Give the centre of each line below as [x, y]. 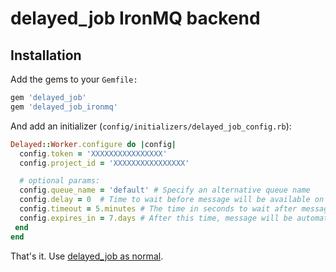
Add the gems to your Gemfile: [74, 79]
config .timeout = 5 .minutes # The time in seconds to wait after [158, 209]
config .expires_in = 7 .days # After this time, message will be [156, 218]
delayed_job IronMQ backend [135, 18]
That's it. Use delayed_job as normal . [87, 256]
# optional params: [60, 181]
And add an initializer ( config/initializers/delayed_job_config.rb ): [151, 126]
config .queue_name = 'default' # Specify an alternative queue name [165, 190]
